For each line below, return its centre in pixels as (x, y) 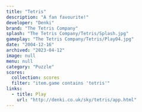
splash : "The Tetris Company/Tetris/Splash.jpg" (67, 34)
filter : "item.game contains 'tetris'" (61, 84)
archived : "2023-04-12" (36, 50)
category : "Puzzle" (30, 67)
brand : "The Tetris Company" (42, 28)
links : (14, 89)
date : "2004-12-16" (30, 45)
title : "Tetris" (26, 12)
